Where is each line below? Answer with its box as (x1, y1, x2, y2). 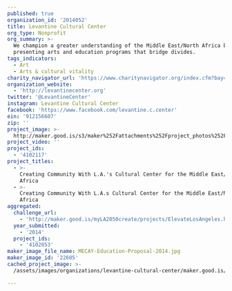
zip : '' (7, 119, 30, 126)
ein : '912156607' (7, 113, 57, 120)
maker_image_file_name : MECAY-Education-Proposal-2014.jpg (7, 248, 181, 255)
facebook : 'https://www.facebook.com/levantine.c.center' (7, 106, 177, 113)
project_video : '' (7, 139, 60, 146)
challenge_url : (13, 209, 57, 216)
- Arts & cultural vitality (13, 68, 95, 75)
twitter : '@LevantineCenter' (7, 94, 91, 101)
